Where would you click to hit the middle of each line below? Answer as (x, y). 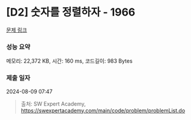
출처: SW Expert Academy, (53, 104)
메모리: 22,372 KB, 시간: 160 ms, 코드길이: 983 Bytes (70, 61)
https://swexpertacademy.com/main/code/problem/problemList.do (103, 110)
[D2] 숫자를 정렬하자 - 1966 (71, 12)
